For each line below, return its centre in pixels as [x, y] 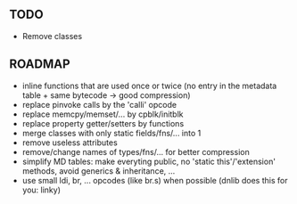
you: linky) [41, 190]
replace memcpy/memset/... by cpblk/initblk [103, 114]
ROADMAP [40, 65]
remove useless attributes [70, 143]
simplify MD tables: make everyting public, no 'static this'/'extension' [149, 161]
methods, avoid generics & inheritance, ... [99, 171]
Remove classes [52, 36]
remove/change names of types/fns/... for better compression [136, 151]
